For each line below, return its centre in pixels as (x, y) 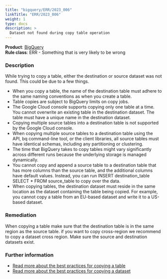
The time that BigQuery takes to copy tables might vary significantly (82, 149)
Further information (29, 255)
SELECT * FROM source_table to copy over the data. (66, 181)
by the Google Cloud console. (43, 128)
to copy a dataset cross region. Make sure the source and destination (76, 237)
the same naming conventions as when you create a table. (72, 96)
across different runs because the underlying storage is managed (79, 154)
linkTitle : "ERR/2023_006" (33, 14)
